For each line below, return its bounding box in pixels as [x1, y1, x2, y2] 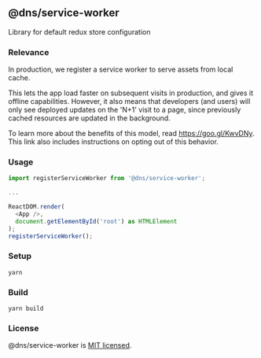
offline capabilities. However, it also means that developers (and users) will [8, 97, 251, 106]
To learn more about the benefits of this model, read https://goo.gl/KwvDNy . [8, 129, 255, 138]
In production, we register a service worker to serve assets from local [8, 65, 233, 74]
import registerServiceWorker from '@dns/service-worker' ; [8, 175, 206, 183]
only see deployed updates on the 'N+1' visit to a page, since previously [8, 105, 241, 115]
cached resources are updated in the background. [8, 113, 171, 123]
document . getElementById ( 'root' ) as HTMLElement [15, 217, 178, 225]
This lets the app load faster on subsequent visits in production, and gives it [8, 88, 254, 98]
